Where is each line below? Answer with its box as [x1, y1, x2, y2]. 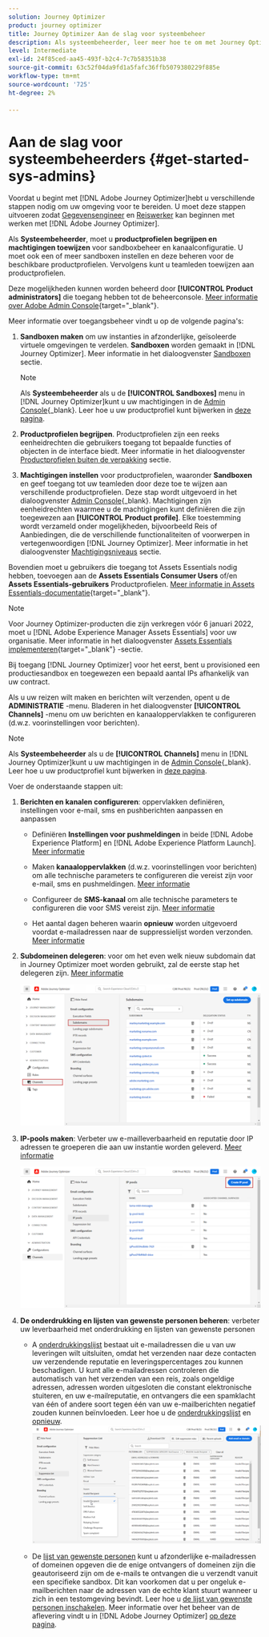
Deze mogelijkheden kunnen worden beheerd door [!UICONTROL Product [8, 284, 254, 294]
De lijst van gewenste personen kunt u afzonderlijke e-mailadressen [31, 1551, 256, 1561]
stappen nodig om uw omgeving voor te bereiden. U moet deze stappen [8, 202, 246, 211]
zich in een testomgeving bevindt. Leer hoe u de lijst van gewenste [31, 1594, 253, 1603]
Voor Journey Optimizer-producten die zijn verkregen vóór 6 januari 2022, [8, 619, 254, 628]
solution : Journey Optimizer [8, 13, 106, 21]
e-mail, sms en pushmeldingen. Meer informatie [31, 879, 191, 889]
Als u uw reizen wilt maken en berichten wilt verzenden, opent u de [8, 692, 231, 702]
